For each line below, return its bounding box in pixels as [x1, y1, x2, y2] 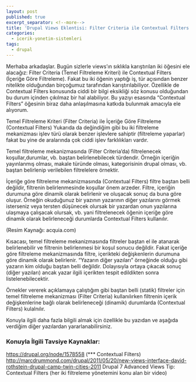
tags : [6, 42, 19, 47]
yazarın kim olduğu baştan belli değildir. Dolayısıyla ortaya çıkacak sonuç [6, 262, 182, 270]
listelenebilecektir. [6, 275, 50, 282]
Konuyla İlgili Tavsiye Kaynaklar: [6, 337, 100, 346]
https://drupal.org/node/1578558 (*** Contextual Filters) [6, 351, 141, 358]
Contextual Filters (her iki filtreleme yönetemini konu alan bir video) [6, 370, 167, 377]
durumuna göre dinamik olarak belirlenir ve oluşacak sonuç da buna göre [6, 190, 182, 197]
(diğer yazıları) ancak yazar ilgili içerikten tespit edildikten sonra [6, 269, 159, 276]
